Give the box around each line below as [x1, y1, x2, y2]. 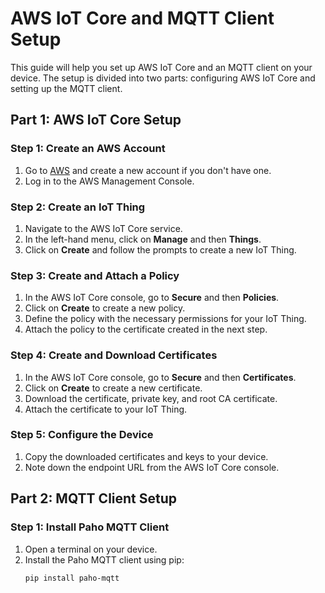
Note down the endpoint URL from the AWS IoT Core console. [24, 461, 280, 473]
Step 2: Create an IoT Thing [10, 200, 146, 214]
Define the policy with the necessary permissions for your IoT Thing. [24, 313, 307, 325]
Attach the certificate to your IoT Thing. [24, 403, 188, 415]
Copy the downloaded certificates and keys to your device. [24, 450, 269, 462]
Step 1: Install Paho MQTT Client [10, 520, 170, 534]
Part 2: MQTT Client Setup [10, 490, 178, 507]
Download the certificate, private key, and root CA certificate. [24, 392, 278, 404]
